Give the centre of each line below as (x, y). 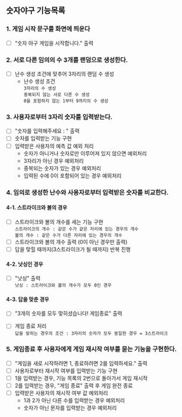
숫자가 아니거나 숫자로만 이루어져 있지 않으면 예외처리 (85, 153)
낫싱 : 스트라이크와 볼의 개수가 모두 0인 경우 (63, 286)
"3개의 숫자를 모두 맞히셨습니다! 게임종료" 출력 (68, 313)
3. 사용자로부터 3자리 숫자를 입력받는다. (59, 117)
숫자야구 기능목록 (36, 11)
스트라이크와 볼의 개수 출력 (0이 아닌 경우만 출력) (71, 242)
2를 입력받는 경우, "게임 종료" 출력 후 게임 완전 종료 (74, 385)
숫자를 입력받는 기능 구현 (43, 139)
